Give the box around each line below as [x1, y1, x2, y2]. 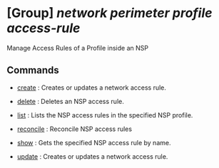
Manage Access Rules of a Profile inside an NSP [6, 43, 149, 52]
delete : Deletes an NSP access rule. [16, 97, 124, 105]
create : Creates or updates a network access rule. [16, 83, 167, 92]
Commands [6, 64, 60, 76]
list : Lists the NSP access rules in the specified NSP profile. [16, 110, 193, 119]
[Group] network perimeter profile [6, 5, 213, 21]
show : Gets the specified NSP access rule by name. [16, 138, 171, 147]
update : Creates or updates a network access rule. [16, 152, 168, 161]
